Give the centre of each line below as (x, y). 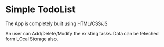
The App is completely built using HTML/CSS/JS (57, 24)
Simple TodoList (40, 9)
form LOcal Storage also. (32, 39)
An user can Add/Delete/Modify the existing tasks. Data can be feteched (82, 33)
